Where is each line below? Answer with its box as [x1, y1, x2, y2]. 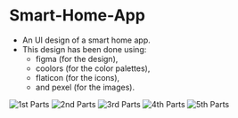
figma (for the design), [35, 53, 119, 64]
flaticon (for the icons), [35, 72, 120, 83]
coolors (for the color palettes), [35, 63, 151, 74]
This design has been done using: [21, 43, 147, 54]
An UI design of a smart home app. [21, 35, 151, 45]
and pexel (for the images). [35, 82, 135, 92]
